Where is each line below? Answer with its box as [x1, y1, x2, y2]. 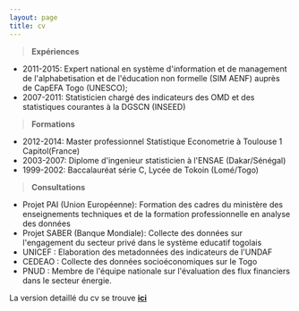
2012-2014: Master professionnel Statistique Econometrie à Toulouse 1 [21, 136, 283, 147]
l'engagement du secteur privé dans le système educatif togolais [21, 237, 262, 248]
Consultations [30, 181, 86, 192]
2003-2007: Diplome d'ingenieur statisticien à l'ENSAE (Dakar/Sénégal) [21, 155, 286, 165]
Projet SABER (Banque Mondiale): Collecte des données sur [21, 227, 243, 238]
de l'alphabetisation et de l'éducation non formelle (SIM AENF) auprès [21, 72, 280, 83]
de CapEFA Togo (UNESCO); [21, 82, 128, 93]
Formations [30, 118, 75, 130]
